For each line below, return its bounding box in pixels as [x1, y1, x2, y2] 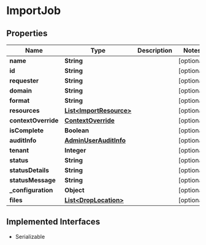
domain [9, 86, 32, 95]
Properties [6, 28, 48, 39]
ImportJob [6, 4, 61, 18]
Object [64, 186, 85, 194]
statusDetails [9, 166, 49, 175]
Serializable [15, 233, 45, 240]
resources [9, 107, 40, 115]
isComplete [9, 126, 44, 135]
